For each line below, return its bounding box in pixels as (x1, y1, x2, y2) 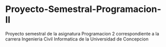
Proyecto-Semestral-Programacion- (5, 3, 161, 15)
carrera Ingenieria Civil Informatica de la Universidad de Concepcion (5, 36, 149, 42)
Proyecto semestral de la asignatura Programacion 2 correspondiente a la (5, 30, 159, 36)
